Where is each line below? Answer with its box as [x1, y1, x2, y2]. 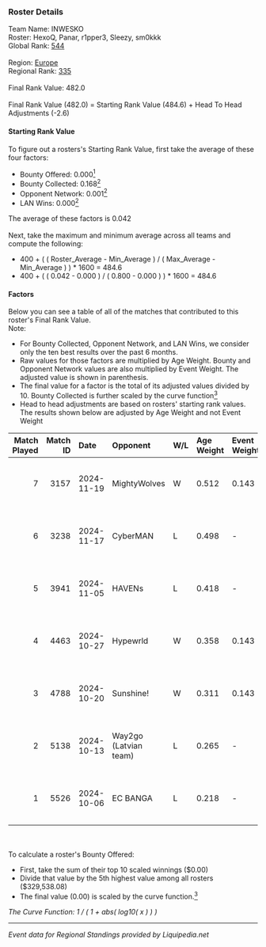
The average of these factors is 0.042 [8, 214, 132, 223]
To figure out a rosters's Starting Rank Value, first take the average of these [8, 144, 255, 154]
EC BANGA [112, 793, 153, 804]
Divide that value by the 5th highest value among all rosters [19, 873, 214, 883]
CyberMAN [112, 530, 154, 541]
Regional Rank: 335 [8, 67, 72, 76]
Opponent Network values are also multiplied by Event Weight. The [19, 364, 239, 374]
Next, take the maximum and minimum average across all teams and [8, 230, 231, 240]
